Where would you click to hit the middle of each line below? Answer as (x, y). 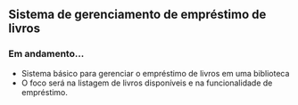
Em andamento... (46, 54)
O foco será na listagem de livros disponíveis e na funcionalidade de (147, 83)
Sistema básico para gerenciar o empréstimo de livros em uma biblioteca (155, 73)
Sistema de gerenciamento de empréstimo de (137, 15)
